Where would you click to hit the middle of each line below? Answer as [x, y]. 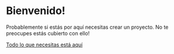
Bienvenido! [36, 11]
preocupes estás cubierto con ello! [48, 33]
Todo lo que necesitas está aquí [44, 45]
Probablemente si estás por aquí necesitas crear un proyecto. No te [87, 27]
